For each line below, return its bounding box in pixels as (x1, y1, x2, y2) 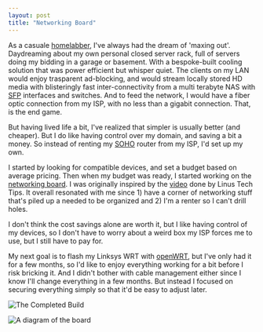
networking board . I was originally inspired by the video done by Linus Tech (8, 179, 254, 188)
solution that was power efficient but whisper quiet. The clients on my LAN (8, 65, 250, 75)
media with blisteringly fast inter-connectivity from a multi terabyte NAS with (8, 82, 256, 91)
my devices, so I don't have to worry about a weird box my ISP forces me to (8, 228, 253, 237)
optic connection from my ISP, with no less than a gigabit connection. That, (8, 99, 251, 108)
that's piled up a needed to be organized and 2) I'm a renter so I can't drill (8, 195, 247, 205)
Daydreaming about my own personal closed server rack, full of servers (8, 49, 240, 58)
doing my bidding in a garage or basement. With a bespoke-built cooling (8, 57, 243, 67)
